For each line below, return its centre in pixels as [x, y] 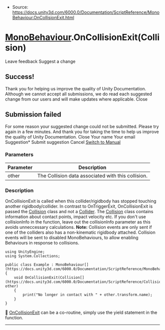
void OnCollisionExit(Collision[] [49, 278]
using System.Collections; [33, 256]
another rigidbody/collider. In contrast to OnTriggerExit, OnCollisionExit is [79, 206]
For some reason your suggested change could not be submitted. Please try [82, 126]
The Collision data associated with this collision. [92, 175]
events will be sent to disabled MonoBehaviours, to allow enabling [72, 238]
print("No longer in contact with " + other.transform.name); [88, 295]
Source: [20, 7]
